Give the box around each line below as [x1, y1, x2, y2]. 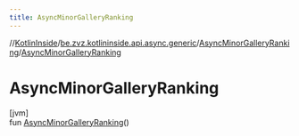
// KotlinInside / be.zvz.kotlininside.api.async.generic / [9, 37, 200, 48]
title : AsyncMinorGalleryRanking [9, 12, 134, 22]
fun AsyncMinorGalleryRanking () [9, 116, 129, 127]
